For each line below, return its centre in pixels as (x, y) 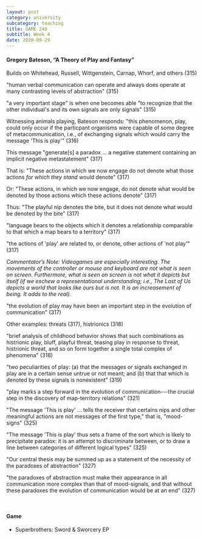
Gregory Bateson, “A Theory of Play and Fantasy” (71, 60)
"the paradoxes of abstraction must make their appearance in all (87, 478)
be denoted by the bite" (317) (43, 214)
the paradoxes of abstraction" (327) (51, 466)
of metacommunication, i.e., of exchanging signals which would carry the (98, 134)
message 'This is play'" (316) (43, 141)
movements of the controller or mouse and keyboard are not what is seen (99, 269)
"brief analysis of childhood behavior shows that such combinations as (95, 336)
